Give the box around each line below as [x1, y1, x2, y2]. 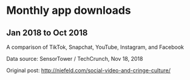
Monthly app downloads [6, 4, 132, 17]
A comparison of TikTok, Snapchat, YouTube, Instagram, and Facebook [6, 43, 184, 51]
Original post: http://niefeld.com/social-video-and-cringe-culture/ [6, 67, 171, 74]
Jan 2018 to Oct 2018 [6, 28, 88, 38]
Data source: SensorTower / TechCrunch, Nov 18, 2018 [6, 55, 143, 62]
